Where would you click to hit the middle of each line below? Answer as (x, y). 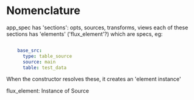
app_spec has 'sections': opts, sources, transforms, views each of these (97, 27)
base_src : (30, 50)
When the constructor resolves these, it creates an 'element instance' (94, 79)
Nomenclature (43, 11)
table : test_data (45, 68)
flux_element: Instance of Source (48, 91)
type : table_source (47, 56)
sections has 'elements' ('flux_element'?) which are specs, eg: (84, 34)
